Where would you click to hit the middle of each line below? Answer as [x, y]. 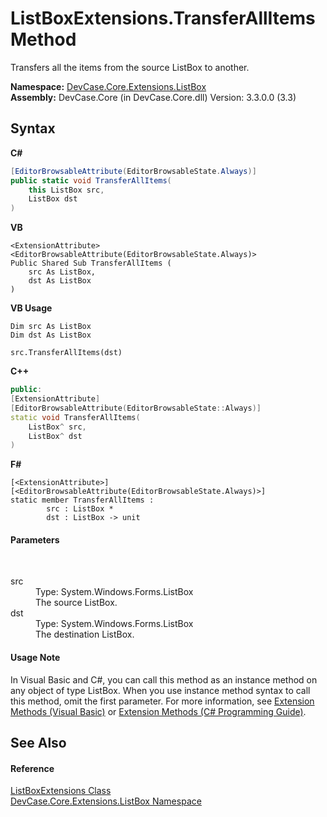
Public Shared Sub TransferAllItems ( [91, 263]
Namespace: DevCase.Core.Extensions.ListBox [108, 86]
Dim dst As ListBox [51, 335]
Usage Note [35, 658]
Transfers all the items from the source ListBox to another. [130, 67]
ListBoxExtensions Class [61, 791]
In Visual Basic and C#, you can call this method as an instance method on [164, 679]
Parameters [35, 539]
